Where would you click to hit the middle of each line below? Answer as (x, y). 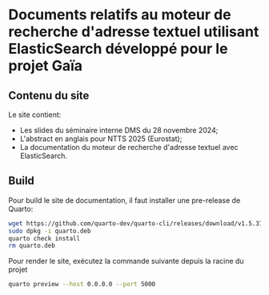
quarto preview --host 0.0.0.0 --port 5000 (82, 285)
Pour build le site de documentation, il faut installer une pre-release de (124, 200)
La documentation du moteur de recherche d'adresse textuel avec (129, 147)
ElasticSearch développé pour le (118, 49)
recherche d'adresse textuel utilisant (134, 32)
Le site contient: (35, 115)
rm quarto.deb (32, 246)
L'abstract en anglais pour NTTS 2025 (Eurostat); (101, 139)
